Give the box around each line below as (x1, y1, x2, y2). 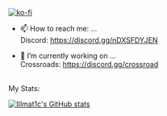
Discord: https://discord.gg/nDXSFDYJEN (19, 35, 158, 44)
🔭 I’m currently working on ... (19, 51, 116, 60)
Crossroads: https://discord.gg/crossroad (19, 60, 159, 68)
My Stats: (8, 84, 40, 93)
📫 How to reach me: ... (19, 24, 98, 33)
